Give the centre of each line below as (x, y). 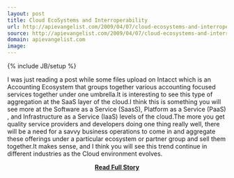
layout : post (26, 14)
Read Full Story (117, 167)
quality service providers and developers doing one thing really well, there (114, 124)
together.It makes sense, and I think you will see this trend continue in (107, 146)
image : (17, 46)
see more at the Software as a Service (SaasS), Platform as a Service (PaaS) (117, 109)
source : (18, 33)
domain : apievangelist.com (46, 40)
